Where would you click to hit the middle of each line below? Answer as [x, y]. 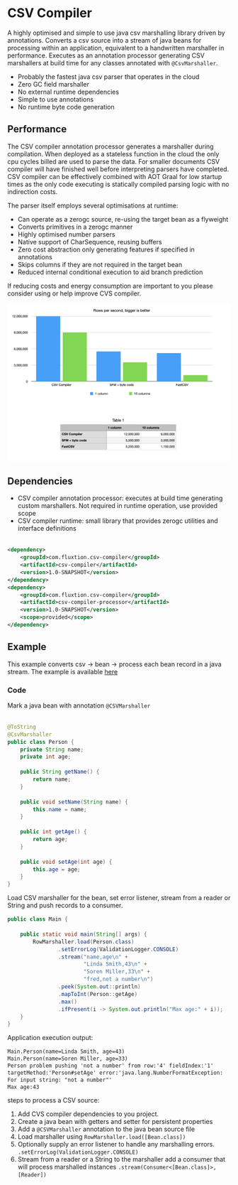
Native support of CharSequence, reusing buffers [90, 242]
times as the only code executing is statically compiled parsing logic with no [118, 184]
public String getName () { [60, 772]
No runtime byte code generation [66, 107]
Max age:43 [23, 1087]
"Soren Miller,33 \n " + [117, 972]
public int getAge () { [53, 832]
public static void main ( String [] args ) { [84, 934]
